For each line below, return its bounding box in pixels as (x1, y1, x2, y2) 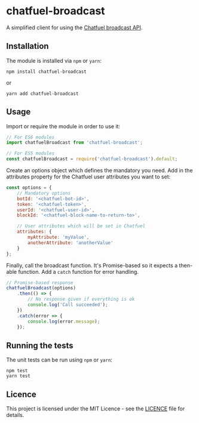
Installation (6, 41, 49, 51)
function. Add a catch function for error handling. (17, 268, 139, 275)
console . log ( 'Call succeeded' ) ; (27, 302, 109, 308)
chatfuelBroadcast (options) (6, 285, 76, 291)
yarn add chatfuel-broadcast (6, 91, 79, 97)
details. (6, 412, 25, 419)
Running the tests (6, 340, 74, 350)
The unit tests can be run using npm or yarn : (6, 356, 112, 363)
